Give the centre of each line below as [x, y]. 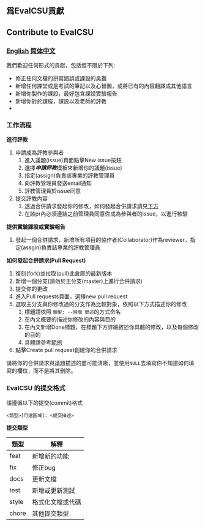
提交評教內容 [31, 198]
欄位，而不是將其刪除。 [47, 371]
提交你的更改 [31, 289]
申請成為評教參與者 [39, 152]
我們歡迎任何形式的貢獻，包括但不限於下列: [61, 66]
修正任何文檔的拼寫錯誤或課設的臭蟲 [61, 78]
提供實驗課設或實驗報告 [36, 227]
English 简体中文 [31, 51]
